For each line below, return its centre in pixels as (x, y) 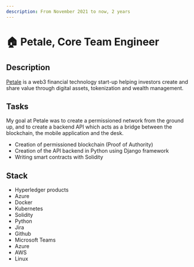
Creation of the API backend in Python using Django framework (92, 151)
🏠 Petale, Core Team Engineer (83, 42)
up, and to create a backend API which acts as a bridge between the (89, 127)
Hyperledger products (42, 190)
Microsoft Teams (35, 240)
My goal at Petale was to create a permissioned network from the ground (95, 121)
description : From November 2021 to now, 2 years (68, 11)
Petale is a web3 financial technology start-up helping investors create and (97, 82)
